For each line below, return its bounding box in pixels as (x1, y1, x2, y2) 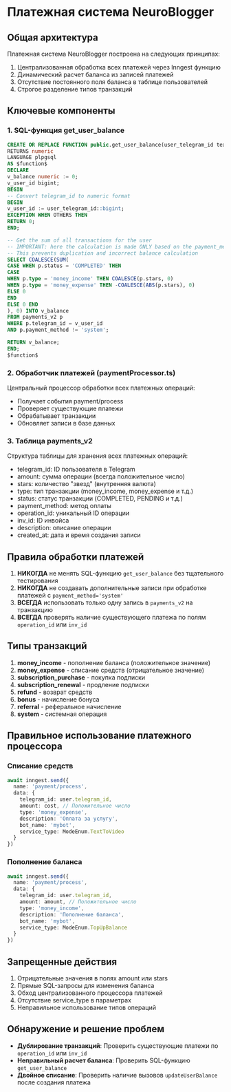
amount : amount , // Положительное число (19, 899, 137, 905)
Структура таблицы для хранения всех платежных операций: (7, 452, 188, 460)
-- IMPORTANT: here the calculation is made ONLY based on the (7, 243, 192, 250)
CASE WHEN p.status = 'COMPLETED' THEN (7, 262, 122, 269)
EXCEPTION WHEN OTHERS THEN (7, 211, 88, 219)
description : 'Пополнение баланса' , (19, 911, 125, 918)
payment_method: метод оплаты (16, 502, 112, 510)
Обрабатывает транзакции (16, 411, 96, 420)
